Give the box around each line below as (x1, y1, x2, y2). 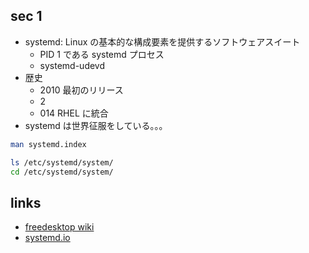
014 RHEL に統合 (39, 107, 109, 119)
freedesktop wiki (24, 221, 95, 233)
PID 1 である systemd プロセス (39, 48, 165, 60)
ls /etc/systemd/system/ (10, 157, 114, 168)
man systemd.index (10, 139, 87, 149)
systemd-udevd (39, 59, 106, 71)
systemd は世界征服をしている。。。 (24, 119, 168, 131)
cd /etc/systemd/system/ (10, 167, 114, 177)
